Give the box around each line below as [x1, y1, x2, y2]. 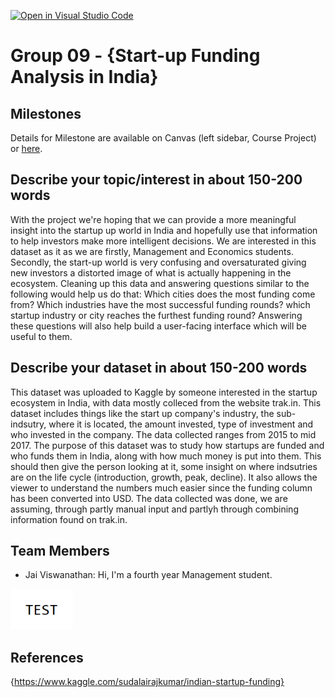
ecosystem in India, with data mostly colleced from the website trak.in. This [10, 396, 322, 409]
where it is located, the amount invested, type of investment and [48, 418, 314, 430]
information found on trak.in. [10, 513, 128, 525]
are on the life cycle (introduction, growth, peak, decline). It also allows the [10, 471, 318, 483]
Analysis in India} [10, 66, 159, 89]
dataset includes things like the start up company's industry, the [10, 407, 275, 419]
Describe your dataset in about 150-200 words [10, 360, 308, 377]
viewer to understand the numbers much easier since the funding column [10, 481, 313, 494]
